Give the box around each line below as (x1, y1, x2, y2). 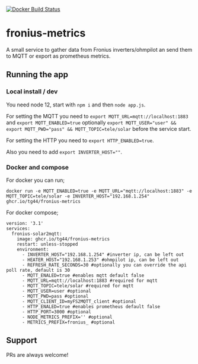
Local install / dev (6, 87, 58, 96)
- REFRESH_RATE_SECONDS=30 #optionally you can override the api (21, 262, 187, 268)
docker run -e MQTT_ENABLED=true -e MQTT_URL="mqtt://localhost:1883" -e (6, 188, 193, 194)
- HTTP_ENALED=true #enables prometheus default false (21, 303, 161, 309)
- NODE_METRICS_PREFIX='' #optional (21, 314, 113, 320)
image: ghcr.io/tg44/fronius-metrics (17, 236, 110, 242)
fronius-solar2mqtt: (11, 231, 62, 237)
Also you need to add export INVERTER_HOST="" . (6, 148, 123, 155)
